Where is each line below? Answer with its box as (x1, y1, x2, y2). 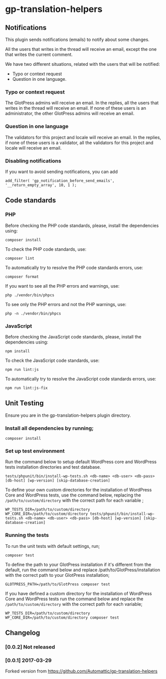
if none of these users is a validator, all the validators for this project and (5, 140, 154, 146)
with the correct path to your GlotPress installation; (5, 572, 110, 578)
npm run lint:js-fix (5, 385, 48, 390)
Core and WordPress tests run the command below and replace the (5, 596, 144, 602)
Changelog (5, 628, 40, 637)
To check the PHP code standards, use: (5, 246, 87, 252)
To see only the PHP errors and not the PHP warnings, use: (5, 301, 127, 307)
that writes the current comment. (5, 51, 73, 57)
